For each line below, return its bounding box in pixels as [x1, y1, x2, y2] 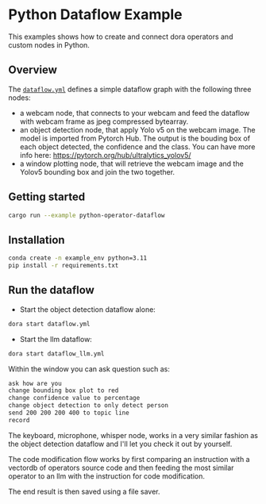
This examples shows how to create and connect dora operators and [8, 32, 233, 41]
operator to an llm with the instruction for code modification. [8, 471, 205, 481]
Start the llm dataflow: [19, 334, 93, 344]
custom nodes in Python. [8, 40, 90, 49]
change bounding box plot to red [8, 387, 119, 394]
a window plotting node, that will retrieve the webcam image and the [19, 159, 244, 168]
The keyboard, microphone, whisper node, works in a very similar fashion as [8, 430, 258, 440]
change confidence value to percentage [8, 394, 141, 402]
